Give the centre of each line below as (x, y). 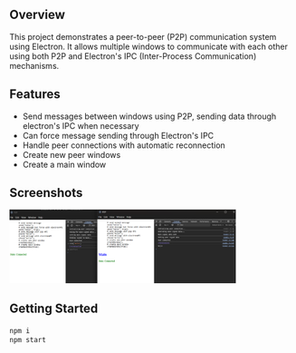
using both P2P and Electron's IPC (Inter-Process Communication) (133, 56)
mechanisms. (34, 65)
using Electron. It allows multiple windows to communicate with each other (148, 46)
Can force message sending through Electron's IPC (118, 135)
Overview (38, 15)
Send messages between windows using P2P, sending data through (149, 116)
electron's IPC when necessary (81, 125)
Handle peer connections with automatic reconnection (124, 145)
